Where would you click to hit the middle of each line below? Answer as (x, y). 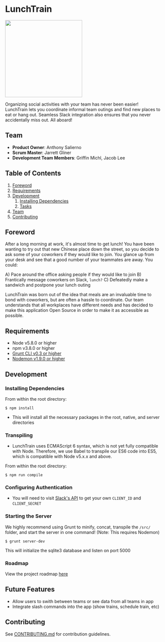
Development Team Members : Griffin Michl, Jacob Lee (69, 158)
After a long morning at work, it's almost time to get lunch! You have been (80, 244)
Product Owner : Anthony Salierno (47, 147)
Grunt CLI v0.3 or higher (37, 353)
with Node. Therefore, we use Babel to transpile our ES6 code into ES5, (84, 451)
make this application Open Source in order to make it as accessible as (77, 310)
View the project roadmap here (36, 574)
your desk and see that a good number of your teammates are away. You (79, 260)
